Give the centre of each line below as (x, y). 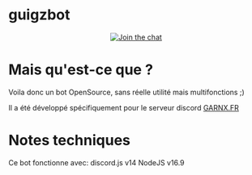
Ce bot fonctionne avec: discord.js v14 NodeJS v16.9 (96, 162)
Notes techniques (70, 141)
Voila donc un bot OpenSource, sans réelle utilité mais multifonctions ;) (126, 92)
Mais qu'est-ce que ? (81, 70)
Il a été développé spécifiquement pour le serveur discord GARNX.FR (124, 107)
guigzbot (39, 15)
